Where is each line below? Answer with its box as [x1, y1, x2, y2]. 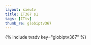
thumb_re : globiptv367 [5, 21, 52, 26]
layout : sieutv [5, 7, 36, 12]
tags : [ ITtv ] [5, 16, 32, 21]
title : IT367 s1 [5, 12, 38, 17]
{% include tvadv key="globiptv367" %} [5, 34, 87, 40]
